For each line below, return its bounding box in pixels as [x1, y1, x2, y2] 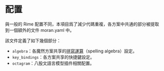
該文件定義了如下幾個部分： [5, 37, 61, 44]
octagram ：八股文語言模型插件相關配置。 [12, 60, 94, 66]
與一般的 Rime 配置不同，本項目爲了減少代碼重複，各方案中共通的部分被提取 [5, 21, 159, 27]
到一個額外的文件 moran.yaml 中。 [5, 27, 74, 33]
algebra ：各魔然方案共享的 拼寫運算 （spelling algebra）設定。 [12, 48, 137, 54]
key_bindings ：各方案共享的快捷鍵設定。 [12, 54, 94, 60]
